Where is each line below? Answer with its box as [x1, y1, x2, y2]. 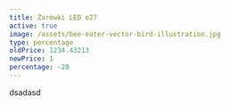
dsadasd [9, 86, 42, 98]
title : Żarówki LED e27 [9, 12, 98, 22]
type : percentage [9, 37, 74, 47]
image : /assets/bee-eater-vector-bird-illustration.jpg [9, 29, 221, 38]
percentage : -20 [9, 63, 70, 72]
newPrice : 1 [9, 54, 53, 63]
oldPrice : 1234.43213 [9, 46, 90, 55]
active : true [9, 21, 58, 30]
